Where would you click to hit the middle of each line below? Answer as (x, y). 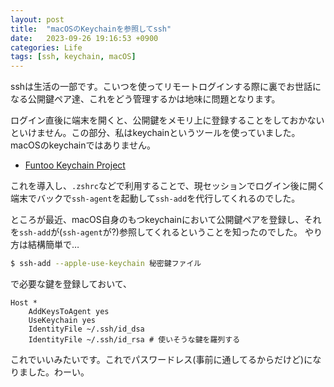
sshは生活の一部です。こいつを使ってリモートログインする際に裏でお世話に (166, 87)
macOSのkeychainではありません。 (83, 145)
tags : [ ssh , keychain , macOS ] (73, 57)
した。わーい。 (58, 372)
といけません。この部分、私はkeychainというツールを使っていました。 (155, 133)
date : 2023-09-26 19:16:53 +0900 (84, 38)
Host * (24, 303)
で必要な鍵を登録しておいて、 (71, 284)
